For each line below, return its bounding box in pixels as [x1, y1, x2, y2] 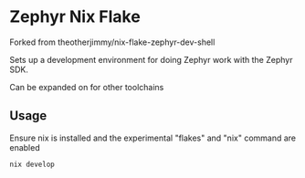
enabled [9, 141, 40, 152]
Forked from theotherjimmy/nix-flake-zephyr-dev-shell [9, 37, 216, 47]
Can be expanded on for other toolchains [9, 81, 164, 92]
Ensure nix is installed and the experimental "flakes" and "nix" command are [9, 132, 297, 143]
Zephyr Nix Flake [9, 6, 142, 27]
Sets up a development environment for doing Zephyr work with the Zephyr [9, 54, 293, 65]
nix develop [9, 160, 55, 169]
